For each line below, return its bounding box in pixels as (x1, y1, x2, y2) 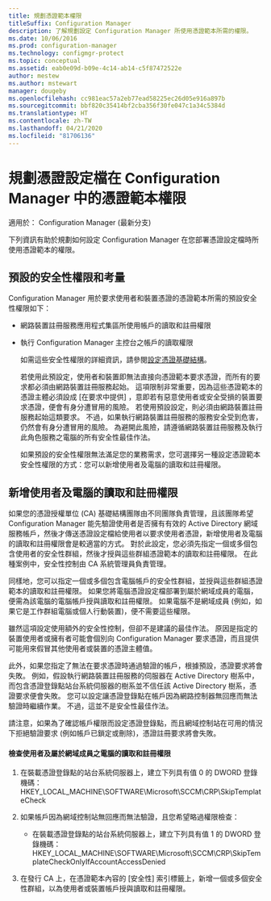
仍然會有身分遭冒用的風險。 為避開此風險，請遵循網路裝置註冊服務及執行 (19, 423, 263, 432)
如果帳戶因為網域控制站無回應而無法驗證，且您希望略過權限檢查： (19, 812, 240, 822)
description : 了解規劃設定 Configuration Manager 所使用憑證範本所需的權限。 (8, 27, 252, 35)
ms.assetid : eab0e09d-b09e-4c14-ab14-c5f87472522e (8, 65, 182, 73)
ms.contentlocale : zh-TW (8, 117, 92, 125)
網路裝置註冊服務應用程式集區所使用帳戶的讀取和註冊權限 (19, 320, 211, 331)
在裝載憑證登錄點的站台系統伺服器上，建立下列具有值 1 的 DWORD (31, 829, 252, 839)
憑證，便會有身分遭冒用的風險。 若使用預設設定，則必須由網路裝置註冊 (27, 403, 263, 412)
